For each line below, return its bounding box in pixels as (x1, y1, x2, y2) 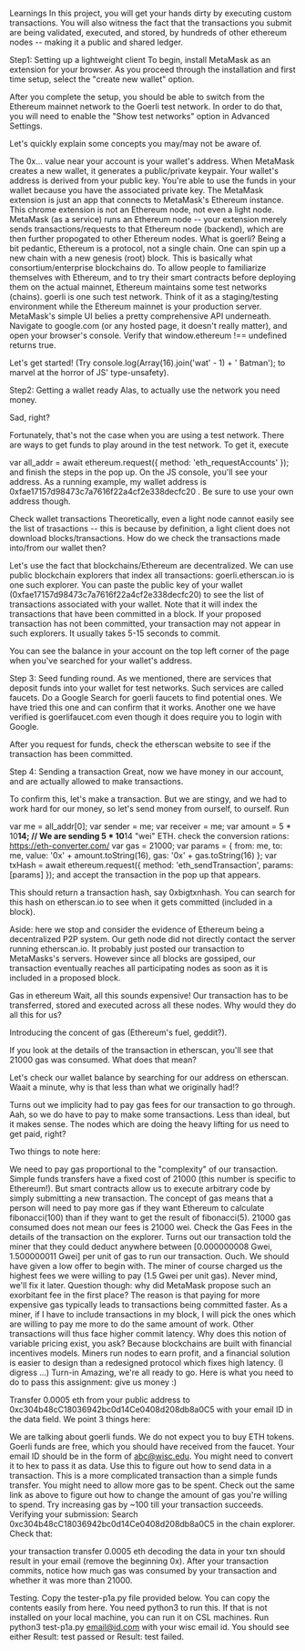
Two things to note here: (9, 1146, 101, 1156)
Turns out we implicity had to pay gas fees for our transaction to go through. (9, 1100, 296, 1110)
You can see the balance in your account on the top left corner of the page (9, 646, 290, 656)
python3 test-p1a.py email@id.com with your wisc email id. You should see (9, 1622, 290, 1632)
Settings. (9, 120, 43, 131)
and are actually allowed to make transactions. (9, 776, 184, 786)
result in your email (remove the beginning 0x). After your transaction (9, 1555, 269, 1566)
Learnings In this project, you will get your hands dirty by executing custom (9, 8, 292, 18)
